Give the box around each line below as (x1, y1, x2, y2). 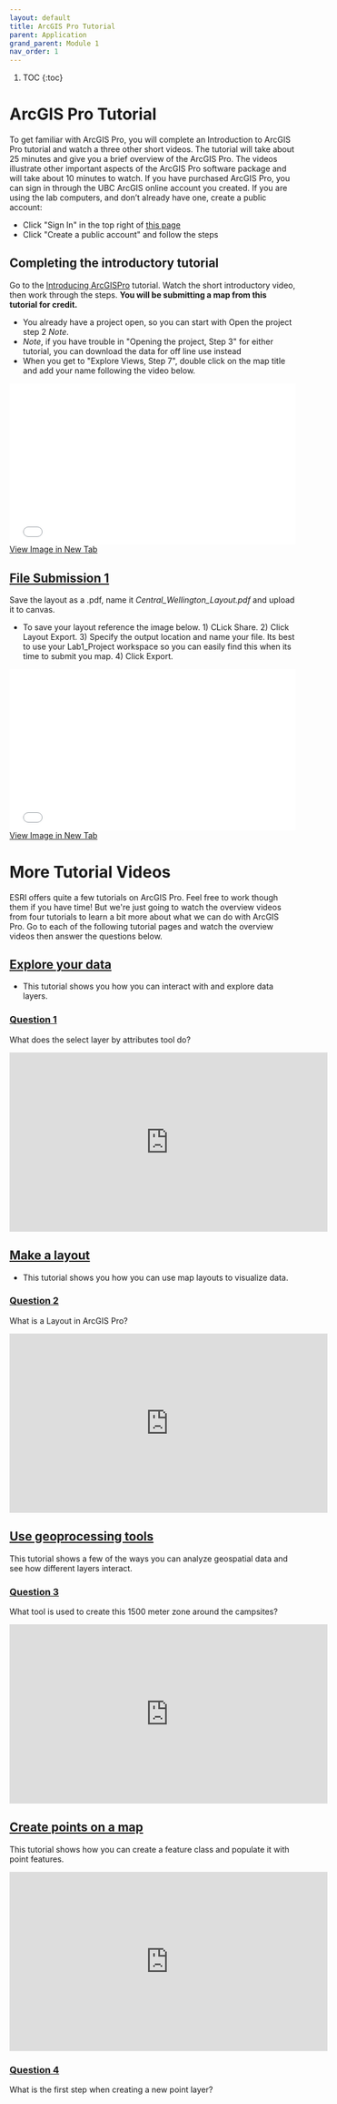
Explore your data (9, 957, 112, 972)
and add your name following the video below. (22, 365, 196, 376)
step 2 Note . (22, 326, 70, 337)
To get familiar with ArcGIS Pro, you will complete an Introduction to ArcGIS (9, 134, 291, 146)
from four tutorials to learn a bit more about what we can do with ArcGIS (9, 911, 280, 922)
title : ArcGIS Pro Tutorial (9, 22, 116, 31)
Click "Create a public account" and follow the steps (22, 229, 219, 240)
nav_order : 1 (9, 47, 59, 56)
